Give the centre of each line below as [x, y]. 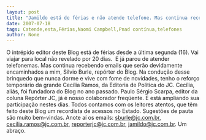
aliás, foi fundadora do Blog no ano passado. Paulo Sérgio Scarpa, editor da [102, 91]
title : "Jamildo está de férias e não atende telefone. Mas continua [97, 18]
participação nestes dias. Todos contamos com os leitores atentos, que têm [102, 104]
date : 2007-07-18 [29, 23]
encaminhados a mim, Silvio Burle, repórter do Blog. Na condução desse [98, 72]
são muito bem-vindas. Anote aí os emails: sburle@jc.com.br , [84, 118]
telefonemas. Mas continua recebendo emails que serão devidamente [94, 66]
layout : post [23, 12]
